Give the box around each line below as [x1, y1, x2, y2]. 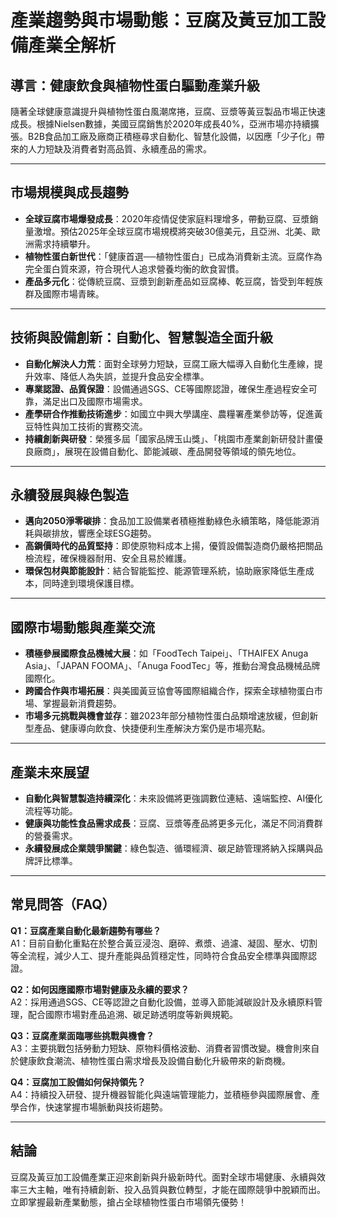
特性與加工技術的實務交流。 [33, 420, 148, 432]
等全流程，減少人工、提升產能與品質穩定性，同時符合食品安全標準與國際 [10, 949, 308, 961]
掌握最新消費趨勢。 [42, 697, 122, 710]
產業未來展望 [10, 764, 90, 781]
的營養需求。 [24, 830, 78, 842]
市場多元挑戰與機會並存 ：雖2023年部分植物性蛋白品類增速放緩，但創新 [24, 710, 319, 722]
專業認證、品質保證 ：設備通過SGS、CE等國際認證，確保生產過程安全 [24, 382, 309, 395]
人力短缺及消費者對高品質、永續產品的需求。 [27, 143, 212, 155]
